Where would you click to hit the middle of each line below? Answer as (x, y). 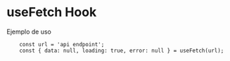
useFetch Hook (52, 12)
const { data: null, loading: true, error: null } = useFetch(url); (122, 50)
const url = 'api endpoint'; (62, 44)
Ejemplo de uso (29, 32)
